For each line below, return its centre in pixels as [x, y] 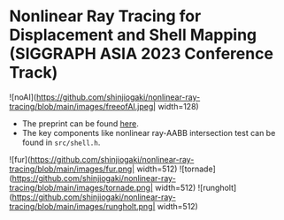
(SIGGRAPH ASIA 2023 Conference [142, 54]
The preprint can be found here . [80, 123]
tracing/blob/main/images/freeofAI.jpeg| [83, 106]
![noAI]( [23, 97]
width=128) [178, 106]
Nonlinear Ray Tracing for [105, 16]
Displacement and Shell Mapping [133, 35]
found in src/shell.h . [61, 142]
